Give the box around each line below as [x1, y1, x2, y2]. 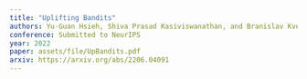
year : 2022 [9, 38, 51, 48]
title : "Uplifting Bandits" [9, 13, 117, 23]
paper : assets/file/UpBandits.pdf [9, 47, 142, 56]
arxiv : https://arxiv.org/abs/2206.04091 [9, 55, 170, 64]
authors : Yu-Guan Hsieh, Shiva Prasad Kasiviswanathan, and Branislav [9, 22, 284, 31]
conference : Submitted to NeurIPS [9, 30, 142, 39]
